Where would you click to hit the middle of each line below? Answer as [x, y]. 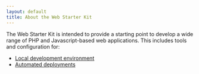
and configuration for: [33, 46]
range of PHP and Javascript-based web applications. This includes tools [97, 40]
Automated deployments [45, 64]
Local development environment [54, 58]
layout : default [26, 12]
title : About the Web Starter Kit [49, 17]
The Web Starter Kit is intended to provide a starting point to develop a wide [100, 34]
